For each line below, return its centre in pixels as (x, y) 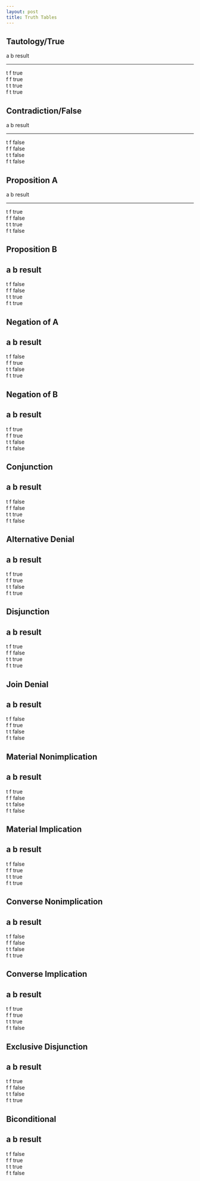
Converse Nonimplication (54, 902)
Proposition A (32, 180)
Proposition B (32, 249)
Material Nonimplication (52, 757)
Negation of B (32, 394)
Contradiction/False (44, 111)
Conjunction (30, 467)
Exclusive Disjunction (47, 1046)
